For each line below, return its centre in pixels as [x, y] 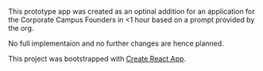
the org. [21, 28]
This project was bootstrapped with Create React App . [97, 59]
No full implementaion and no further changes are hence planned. [116, 43]
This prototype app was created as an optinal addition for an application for [132, 11]
